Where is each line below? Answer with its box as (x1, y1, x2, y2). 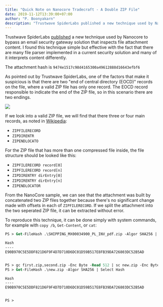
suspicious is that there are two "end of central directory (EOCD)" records (5, 79, 153, 85)
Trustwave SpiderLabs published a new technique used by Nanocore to (5, 34, 148, 40)
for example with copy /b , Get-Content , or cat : (5, 222, 97, 228)
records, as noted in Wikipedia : (5, 118, 67, 124)
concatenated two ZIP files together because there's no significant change (5, 197, 154, 203)
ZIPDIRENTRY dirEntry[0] (12, 173, 63, 178)
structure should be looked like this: (5, 153, 77, 158)
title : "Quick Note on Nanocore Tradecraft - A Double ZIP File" (5, 7, 140, 12)
